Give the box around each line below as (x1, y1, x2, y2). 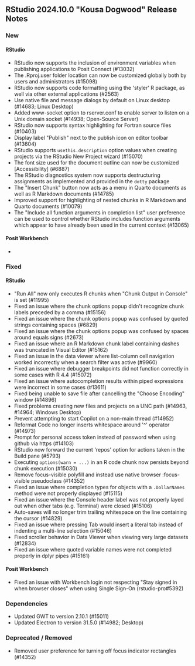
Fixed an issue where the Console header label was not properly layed (13, 496, 184, 503)
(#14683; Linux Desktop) (13, 103, 74, 110)
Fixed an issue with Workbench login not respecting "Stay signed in (13, 578, 177, 586)
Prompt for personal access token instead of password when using (13, 433, 176, 440)
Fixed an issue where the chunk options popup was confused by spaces (13, 327, 189, 334)
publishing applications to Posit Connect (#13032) (13, 65, 135, 72)
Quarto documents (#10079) (13, 203, 83, 210)
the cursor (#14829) (13, 514, 63, 522)
